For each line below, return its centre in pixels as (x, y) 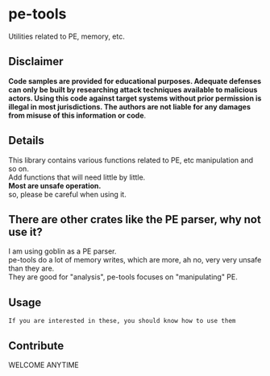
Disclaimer (36, 62)
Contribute (36, 346)
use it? (25, 231)
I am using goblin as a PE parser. (62, 251)
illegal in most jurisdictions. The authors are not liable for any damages (130, 106)
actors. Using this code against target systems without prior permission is (135, 98)
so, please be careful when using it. (67, 194)
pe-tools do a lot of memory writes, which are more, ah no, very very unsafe (135, 260)
